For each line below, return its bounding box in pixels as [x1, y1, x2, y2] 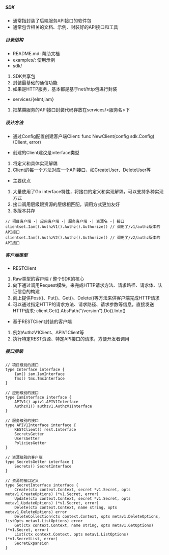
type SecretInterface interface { [5, 482, 79, 488]
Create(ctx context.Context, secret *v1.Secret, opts [14, 487, 131, 492]
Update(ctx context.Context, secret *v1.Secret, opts [14, 496, 131, 501]
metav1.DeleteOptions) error [5, 509, 67, 515]
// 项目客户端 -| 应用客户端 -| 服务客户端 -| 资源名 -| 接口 [5, 219, 125, 224]
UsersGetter [14, 436, 40, 441]
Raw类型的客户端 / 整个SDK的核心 [12, 275, 84, 282]
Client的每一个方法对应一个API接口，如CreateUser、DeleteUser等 [12, 167, 151, 173]
